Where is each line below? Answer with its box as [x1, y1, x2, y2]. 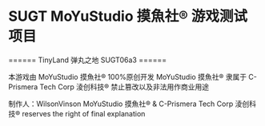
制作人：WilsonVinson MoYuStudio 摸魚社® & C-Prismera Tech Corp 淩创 [8, 99, 250, 108]
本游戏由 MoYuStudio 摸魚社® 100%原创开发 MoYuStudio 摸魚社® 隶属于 [8, 72, 247, 81]
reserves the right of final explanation [22, 108, 146, 118]
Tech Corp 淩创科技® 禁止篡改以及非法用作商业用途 [39, 81, 210, 92]
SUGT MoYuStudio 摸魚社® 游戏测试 [8, 7, 248, 26]
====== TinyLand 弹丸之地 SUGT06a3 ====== [8, 55, 167, 65]
